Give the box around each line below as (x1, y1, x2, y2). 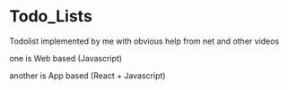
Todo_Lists (9, 6, 92, 27)
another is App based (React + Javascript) (9, 70, 166, 81)
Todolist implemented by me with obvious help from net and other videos (9, 36, 280, 46)
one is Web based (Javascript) (9, 53, 123, 63)
